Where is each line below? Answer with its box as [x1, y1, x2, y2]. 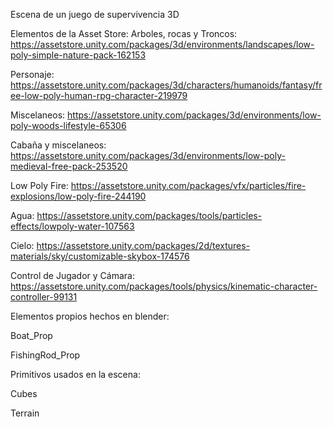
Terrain [10, 407, 40, 419]
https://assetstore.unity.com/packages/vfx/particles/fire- [70, 180, 307, 191]
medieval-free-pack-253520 [10, 160, 128, 172]
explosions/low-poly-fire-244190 [10, 190, 147, 202]
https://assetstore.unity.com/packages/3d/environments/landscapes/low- [10, 39, 315, 50]
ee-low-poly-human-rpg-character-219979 [10, 90, 188, 101]
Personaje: [10, 69, 55, 80]
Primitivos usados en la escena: [10, 369, 141, 380]
